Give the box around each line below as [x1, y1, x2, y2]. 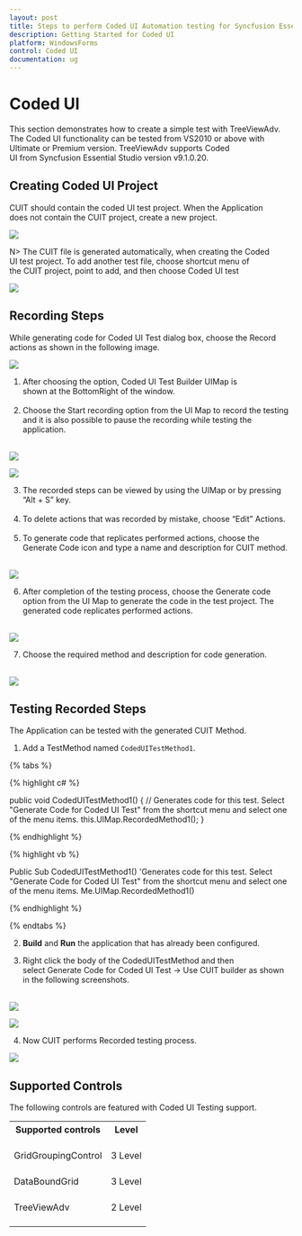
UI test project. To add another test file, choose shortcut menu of [9, 256, 250, 266]
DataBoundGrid [13, 1176, 79, 1188]
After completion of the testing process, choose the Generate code [22, 586, 271, 597]
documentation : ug [9, 55, 78, 64]
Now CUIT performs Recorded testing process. [22, 1035, 198, 1046]
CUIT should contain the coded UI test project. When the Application [9, 202, 263, 212]
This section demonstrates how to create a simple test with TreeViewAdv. [9, 123, 281, 134]
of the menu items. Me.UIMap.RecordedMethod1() [9, 886, 195, 897]
